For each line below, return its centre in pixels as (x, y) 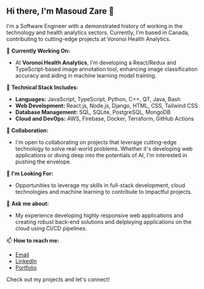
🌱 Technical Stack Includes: (42, 87)
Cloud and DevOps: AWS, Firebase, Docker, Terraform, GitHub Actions (104, 118)
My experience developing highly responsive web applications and (99, 215)
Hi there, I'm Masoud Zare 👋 (60, 11)
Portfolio (26, 267)
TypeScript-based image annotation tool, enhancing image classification (106, 69)
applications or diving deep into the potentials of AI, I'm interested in (101, 155)
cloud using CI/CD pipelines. (51, 228)
